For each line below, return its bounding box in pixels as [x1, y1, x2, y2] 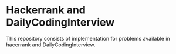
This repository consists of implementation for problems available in [6, 35, 170, 42]
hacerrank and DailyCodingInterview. [6, 41, 96, 48]
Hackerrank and [6, 3, 86, 17]
